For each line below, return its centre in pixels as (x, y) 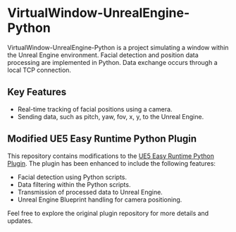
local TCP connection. (39, 70)
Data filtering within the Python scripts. (74, 184)
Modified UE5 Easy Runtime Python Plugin (102, 139)
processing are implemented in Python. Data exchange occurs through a (113, 62)
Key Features (37, 92)
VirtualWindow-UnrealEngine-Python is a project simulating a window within (118, 47)
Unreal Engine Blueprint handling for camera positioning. (100, 200)
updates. (20, 221)
